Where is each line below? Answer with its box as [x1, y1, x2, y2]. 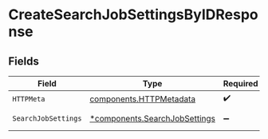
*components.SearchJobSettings [89, 113, 215, 124]
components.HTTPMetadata [89, 93, 196, 105]
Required [223, 78, 258, 89]
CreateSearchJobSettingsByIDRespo [8, 6, 259, 24]
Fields [8, 54, 40, 68]
